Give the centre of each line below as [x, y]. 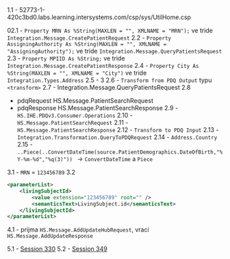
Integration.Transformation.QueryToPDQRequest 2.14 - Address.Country [117, 137]
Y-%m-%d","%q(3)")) [45, 160]
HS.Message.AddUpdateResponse [50, 236]
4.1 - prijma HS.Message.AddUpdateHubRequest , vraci [78, 230]
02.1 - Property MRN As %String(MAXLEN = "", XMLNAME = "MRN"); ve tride [110, 30]
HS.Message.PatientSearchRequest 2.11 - [73, 122]
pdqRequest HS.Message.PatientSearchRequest [85, 101]
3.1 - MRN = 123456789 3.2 [41, 172]
